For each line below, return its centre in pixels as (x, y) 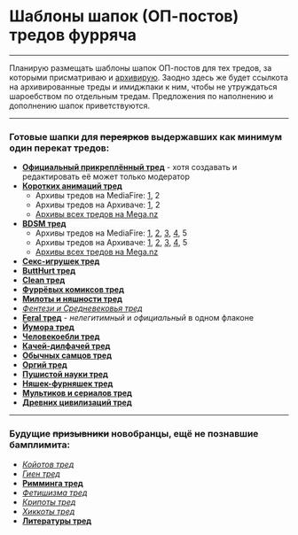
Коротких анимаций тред (72, 186)
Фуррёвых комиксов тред (73, 290)
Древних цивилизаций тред (77, 403)
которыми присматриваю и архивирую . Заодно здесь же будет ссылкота (149, 77)
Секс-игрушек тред (61, 261)
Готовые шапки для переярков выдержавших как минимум (145, 136)
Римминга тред (52, 483)
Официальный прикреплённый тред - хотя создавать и (129, 167)
